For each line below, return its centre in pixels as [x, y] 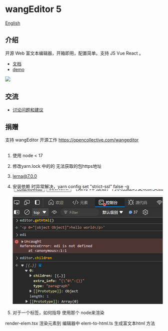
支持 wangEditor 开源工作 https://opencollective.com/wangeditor [72, 140]
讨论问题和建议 [28, 110]
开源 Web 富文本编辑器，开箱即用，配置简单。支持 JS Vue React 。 [74, 53]
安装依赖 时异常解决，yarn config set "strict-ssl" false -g [71, 186]
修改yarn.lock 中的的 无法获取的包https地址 [57, 166]
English [13, 23]
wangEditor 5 [33, 9]
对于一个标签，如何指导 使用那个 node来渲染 [58, 313]
